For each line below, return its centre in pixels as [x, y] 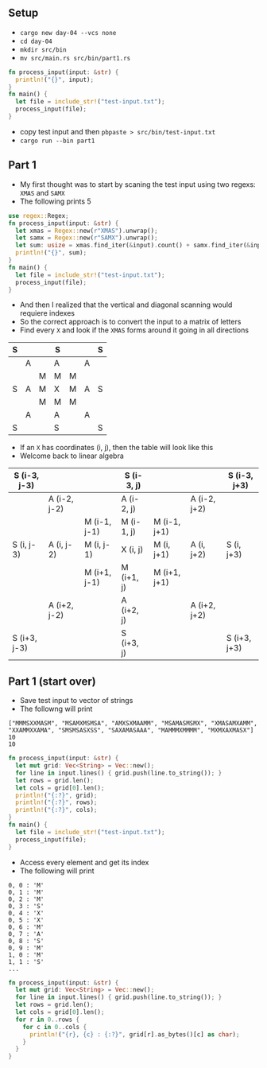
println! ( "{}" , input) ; [54, 80]
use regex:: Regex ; [39, 216]
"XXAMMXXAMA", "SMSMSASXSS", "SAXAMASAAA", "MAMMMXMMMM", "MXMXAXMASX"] [131, 731]
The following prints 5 [55, 201]
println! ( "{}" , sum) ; [51, 253]
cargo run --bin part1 [57, 141]
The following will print [57, 871]
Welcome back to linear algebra [72, 456]
